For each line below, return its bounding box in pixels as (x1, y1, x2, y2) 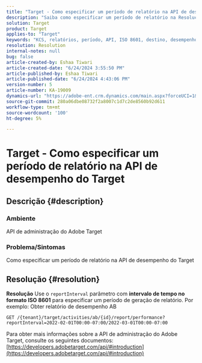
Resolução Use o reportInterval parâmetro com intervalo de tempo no (6, 290, 185, 297)
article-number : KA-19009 (6, 87, 71, 93)
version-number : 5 (6, 82, 52, 88)
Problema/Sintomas (6, 243, 66, 251)
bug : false (6, 54, 34, 60)
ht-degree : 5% (6, 115, 42, 121)
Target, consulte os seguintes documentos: (6, 337, 114, 344)
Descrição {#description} (6, 196, 104, 206)
